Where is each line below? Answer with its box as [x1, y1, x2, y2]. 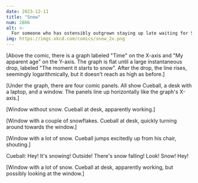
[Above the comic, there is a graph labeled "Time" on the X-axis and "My [6, 52, 184, 59]
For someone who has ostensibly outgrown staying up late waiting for [11, 30, 189, 36]
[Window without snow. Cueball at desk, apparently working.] [6, 106, 156, 113]
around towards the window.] [6, 124, 77, 130]
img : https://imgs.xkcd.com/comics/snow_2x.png [6, 36, 126, 42]
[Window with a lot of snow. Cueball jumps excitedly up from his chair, [6, 135, 177, 141]
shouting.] [6, 141, 31, 148]
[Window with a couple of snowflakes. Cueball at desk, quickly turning [6, 117, 177, 124]
